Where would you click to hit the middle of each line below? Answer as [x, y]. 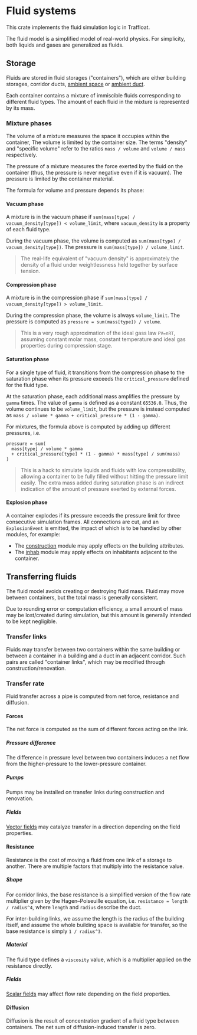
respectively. [22, 155]
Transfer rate [25, 683]
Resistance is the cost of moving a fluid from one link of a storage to [89, 860]
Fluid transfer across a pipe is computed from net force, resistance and [93, 696]
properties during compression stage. [66, 346]
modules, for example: [33, 534]
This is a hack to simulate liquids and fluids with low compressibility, [103, 470]
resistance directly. [29, 965]
